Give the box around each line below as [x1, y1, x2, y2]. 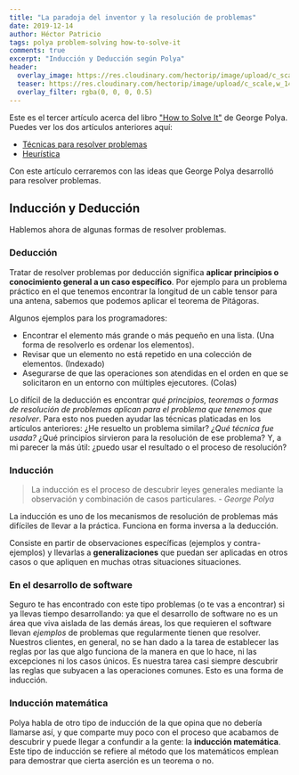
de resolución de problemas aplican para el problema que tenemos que [9, 404, 273, 414]
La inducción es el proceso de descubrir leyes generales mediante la [30, 484, 284, 494]
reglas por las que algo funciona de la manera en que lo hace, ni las [9, 647, 257, 657]
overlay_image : [17, 71, 74, 80]
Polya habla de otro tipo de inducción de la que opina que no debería [9, 717, 263, 728]
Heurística [21, 148, 61, 159]
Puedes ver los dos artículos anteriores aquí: [9, 121, 174, 132]
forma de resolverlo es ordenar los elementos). [21, 339, 195, 350]
